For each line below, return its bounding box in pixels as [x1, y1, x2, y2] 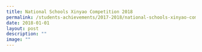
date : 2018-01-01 [6, 20, 50, 26]
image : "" [6, 36, 31, 42]
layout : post [6, 25, 39, 32]
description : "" [6, 31, 47, 37]
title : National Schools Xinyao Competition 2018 [6, 8, 133, 15]
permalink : [6, 14, 34, 20]
